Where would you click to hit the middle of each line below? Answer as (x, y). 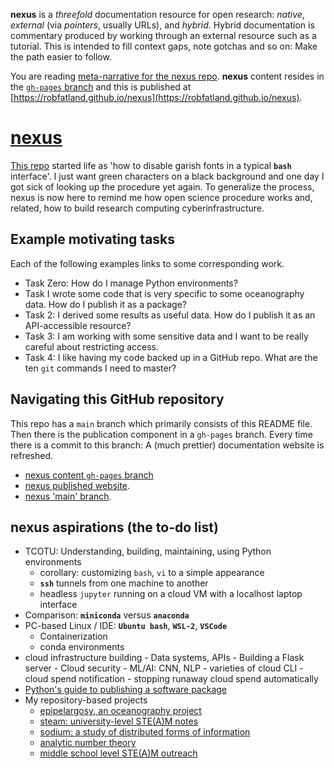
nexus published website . (77, 485)
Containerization (73, 636)
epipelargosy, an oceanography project (120, 711)
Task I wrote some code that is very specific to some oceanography (164, 293)
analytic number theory (88, 743)
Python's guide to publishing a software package (126, 690)
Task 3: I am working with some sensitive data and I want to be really (166, 336)
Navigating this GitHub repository (117, 399)
